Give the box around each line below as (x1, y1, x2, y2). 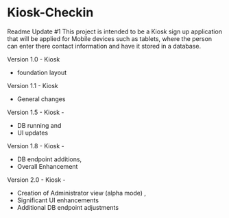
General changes (16, 94, 66, 103)
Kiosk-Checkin (7, 5, 94, 21)
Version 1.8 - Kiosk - (7, 141, 65, 150)
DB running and (16, 121, 62, 129)
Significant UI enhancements (16, 196, 99, 204)
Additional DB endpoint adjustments (16, 203, 119, 211)
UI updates (16, 128, 49, 137)
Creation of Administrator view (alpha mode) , (16, 189, 146, 197)
